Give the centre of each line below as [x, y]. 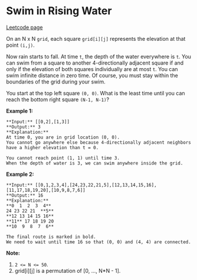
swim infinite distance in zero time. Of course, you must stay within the [92, 75]
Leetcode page [24, 27]
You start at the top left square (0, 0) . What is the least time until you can [96, 93]
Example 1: [20, 111]
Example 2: [20, 174]
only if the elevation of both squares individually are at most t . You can [92, 69]
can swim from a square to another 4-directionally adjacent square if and [95, 63]
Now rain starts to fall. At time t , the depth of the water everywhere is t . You [99, 56]
